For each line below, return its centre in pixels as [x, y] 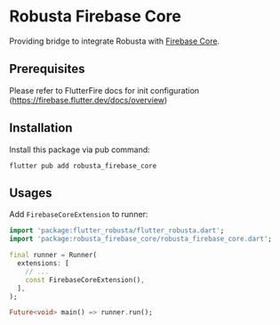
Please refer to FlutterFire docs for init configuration [104, 90]
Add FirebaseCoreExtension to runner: [79, 215]
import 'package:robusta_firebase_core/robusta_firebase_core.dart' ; [141, 239]
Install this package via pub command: [80, 150]
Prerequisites [47, 69]
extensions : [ [43, 264]
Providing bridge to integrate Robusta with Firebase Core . [115, 41]
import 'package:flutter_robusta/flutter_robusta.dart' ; [117, 231]
